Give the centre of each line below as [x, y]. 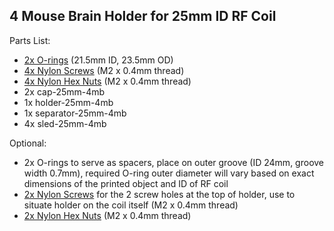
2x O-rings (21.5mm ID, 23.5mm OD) [98, 60]
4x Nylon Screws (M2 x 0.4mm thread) [104, 70]
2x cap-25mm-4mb [64, 91]
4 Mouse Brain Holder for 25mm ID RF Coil [143, 16]
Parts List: [30, 40]
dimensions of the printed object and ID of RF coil [126, 183]
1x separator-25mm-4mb [75, 113]
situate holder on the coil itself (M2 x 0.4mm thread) [131, 205]
